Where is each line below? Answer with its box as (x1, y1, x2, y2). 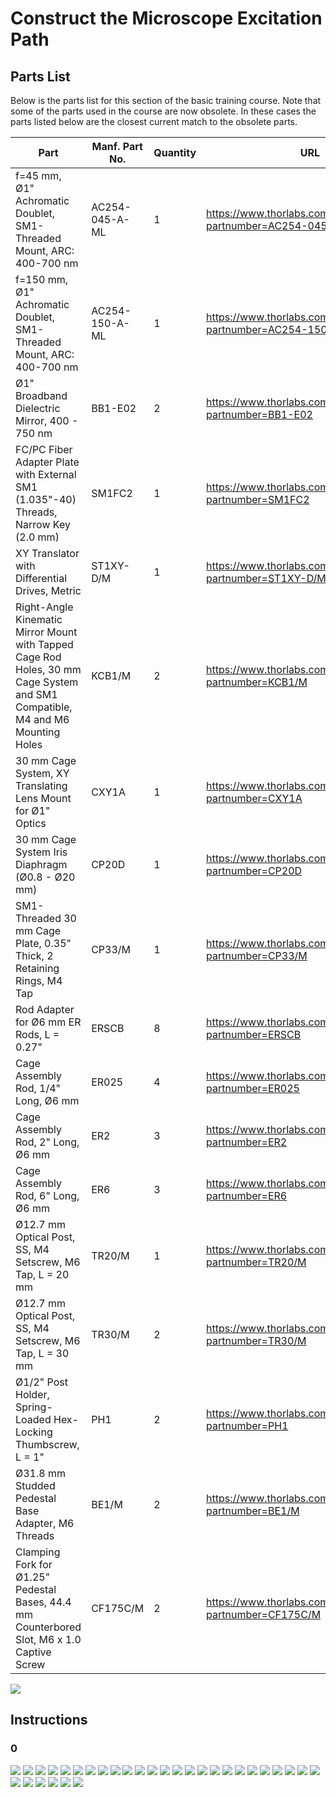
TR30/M (91, 1328, 130, 1341)
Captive (15, 1645, 52, 1659)
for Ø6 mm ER (15, 1015, 82, 1029)
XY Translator (15, 547, 80, 560)
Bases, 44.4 (15, 1595, 72, 1609)
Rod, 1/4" (15, 1082, 62, 1095)
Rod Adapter (15, 1003, 75, 1016)
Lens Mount (15, 792, 72, 805)
